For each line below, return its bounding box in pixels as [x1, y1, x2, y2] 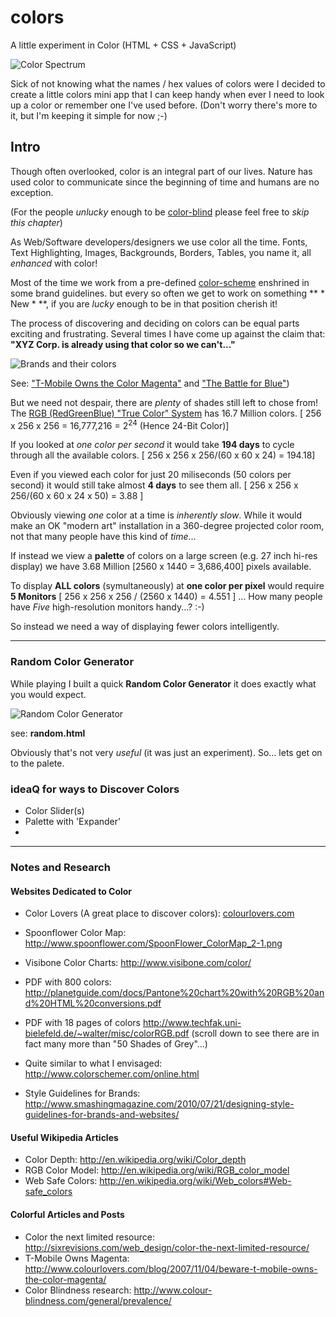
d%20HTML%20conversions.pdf [24, 997, 162, 1010]
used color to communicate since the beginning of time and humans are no [10, 176, 320, 188]
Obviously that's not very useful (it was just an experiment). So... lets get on [10, 746, 323, 758]
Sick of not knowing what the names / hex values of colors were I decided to [10, 77, 326, 90]
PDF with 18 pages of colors [24, 1017, 141, 1029]
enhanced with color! [10, 257, 98, 269]
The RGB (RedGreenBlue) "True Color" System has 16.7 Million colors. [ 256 [10, 407, 322, 419]
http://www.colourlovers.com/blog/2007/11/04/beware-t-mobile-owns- [24, 1262, 318, 1275]
